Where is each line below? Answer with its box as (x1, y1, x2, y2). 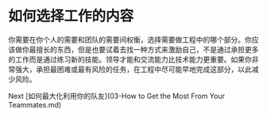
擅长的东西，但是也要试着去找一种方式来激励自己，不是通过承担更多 (35, 44, 259, 54)
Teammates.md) (8, 100, 62, 109)
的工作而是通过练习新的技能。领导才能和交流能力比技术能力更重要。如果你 (8, 55, 252, 64)
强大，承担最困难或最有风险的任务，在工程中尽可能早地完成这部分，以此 (14, 64, 252, 74)
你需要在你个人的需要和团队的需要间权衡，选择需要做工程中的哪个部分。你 (8, 35, 252, 44)
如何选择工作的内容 (8, 7, 134, 25)
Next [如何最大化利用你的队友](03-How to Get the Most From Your (8, 91, 225, 100)
